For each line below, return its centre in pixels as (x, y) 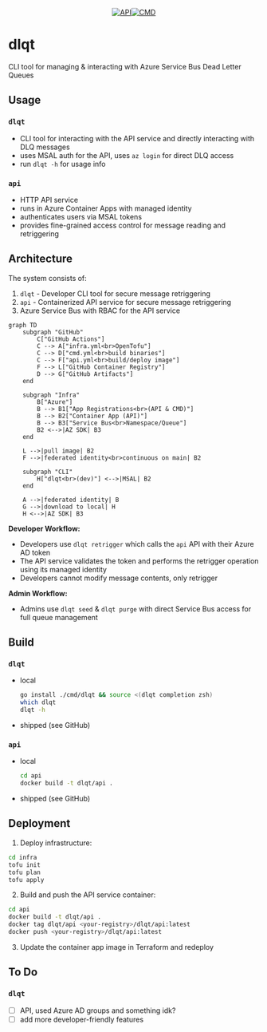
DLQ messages (45, 147)
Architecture (41, 259)
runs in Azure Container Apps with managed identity (106, 208)
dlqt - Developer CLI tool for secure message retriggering (115, 293)
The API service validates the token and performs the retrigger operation (139, 561)
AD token (35, 552)
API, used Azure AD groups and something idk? (98, 1010)
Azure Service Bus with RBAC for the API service (100, 310)
